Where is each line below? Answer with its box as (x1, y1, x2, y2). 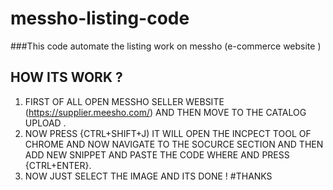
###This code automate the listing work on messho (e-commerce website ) (10, 40, 322, 52)
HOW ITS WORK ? (10, 69, 123, 86)
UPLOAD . (24, 117, 67, 129)
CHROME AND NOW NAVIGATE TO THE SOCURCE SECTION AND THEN (24, 138, 324, 150)
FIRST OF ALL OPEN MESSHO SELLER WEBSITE (24, 95, 225, 107)
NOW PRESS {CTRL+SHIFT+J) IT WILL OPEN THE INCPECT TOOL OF (24, 127, 312, 139)
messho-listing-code (10, 7, 190, 30)
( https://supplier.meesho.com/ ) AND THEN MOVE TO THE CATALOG (24, 106, 307, 118)
